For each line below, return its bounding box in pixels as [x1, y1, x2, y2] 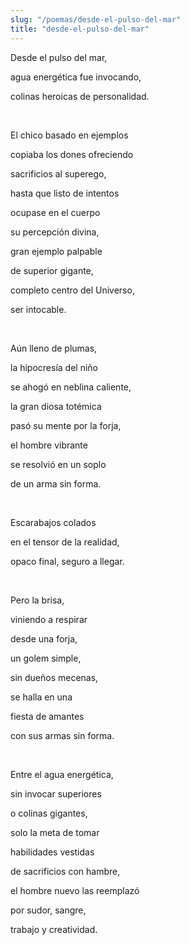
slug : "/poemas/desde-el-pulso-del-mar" [10, 14, 182, 25]
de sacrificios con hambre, [10, 865, 121, 877]
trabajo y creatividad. [10, 923, 98, 935]
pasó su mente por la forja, [10, 419, 122, 431]
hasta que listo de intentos [10, 187, 120, 199]
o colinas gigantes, [10, 807, 88, 819]
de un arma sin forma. [10, 477, 102, 490]
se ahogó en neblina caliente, [10, 381, 132, 393]
